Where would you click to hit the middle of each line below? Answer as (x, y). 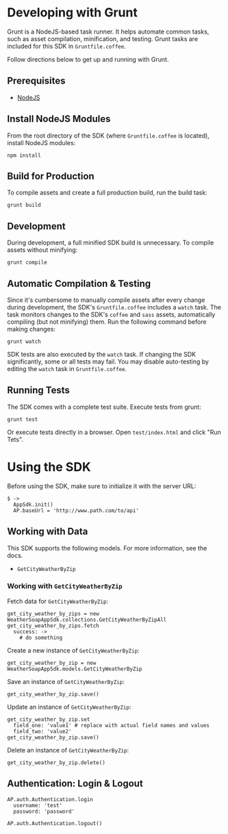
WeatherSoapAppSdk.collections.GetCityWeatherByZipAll (87, 620)
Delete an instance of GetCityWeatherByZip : (68, 750)
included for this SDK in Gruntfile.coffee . (67, 46)
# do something (41, 637)
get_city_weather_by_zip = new (52, 663)
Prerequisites (36, 81)
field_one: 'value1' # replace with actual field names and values (112, 725)
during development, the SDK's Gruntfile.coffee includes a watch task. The (114, 307)
